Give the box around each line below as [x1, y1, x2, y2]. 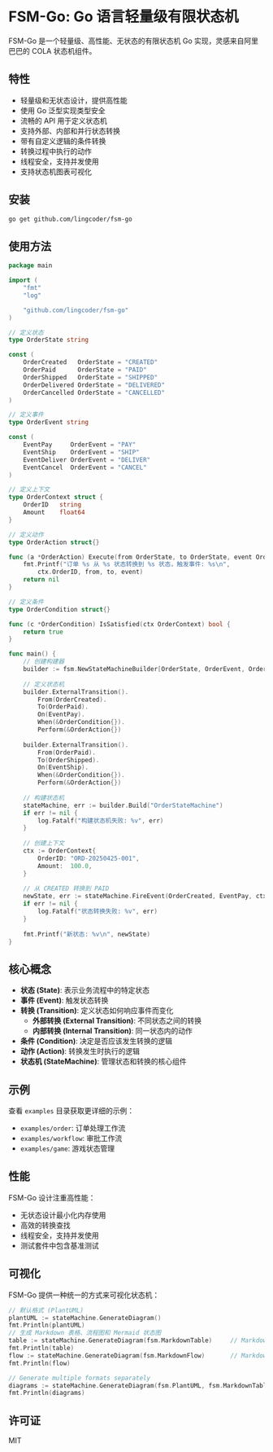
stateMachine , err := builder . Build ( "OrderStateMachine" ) [23, 801, 223, 809]
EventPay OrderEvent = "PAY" [23, 441, 136, 449]
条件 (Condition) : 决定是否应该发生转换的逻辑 [19, 1036, 173, 1046]
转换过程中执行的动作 [19, 146, 92, 156]
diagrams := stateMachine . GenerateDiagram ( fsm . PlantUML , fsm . [8, 1381, 223, 1389]
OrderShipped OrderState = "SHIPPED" [23, 373, 158, 381]
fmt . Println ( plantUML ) [8, 1321, 85, 1330]
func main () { [8, 650, 57, 658]
